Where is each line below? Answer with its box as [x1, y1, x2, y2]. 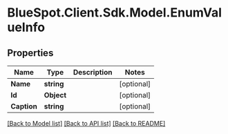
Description [73, 68, 113, 77]
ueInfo [7, 19, 46, 35]
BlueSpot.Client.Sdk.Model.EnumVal [7, 5, 222, 21]
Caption [10, 102, 38, 111]
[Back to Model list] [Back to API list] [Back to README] [7, 119, 166, 127]
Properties [7, 47, 54, 59]
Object [44, 90, 67, 99]
